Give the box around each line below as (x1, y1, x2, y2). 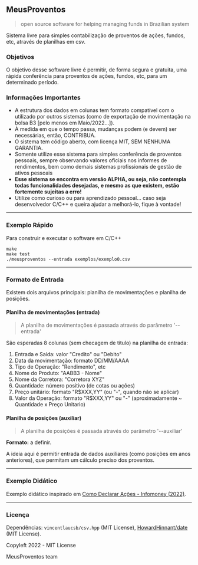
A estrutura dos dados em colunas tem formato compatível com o (14, 107, 174, 114)
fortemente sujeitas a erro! (14, 188, 82, 195)
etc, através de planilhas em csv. (6, 38, 86, 45)
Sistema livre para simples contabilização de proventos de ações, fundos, (6, 32, 186, 39)
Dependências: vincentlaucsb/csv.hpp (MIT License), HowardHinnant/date (6, 524, 188, 531)
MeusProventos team (6, 553, 58, 560)
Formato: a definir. (6, 439, 52, 446)
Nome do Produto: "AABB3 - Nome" (14, 370, 102, 377)
